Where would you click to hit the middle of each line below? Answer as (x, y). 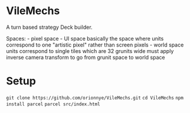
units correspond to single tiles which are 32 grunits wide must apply (90, 51)
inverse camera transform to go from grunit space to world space (86, 57)
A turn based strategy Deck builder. (49, 27)
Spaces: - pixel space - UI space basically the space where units (85, 38)
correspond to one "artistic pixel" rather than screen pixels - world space (95, 45)
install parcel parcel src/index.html (53, 104)
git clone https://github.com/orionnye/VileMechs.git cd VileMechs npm (95, 98)
